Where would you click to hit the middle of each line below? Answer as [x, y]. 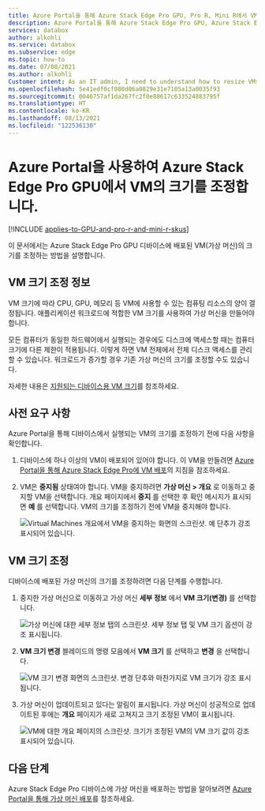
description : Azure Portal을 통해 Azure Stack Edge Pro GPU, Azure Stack [129, 23]
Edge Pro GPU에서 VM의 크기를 [108, 187]
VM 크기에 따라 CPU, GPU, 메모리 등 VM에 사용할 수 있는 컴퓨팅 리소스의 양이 [128, 303]
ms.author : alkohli [40, 74]
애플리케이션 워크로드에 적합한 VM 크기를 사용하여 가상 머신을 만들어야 [146, 313]
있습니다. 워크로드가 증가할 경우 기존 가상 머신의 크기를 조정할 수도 [127, 359]
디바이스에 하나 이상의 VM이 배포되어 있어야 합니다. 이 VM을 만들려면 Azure [137, 460]
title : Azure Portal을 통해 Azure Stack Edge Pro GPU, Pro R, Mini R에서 [128, 15]
